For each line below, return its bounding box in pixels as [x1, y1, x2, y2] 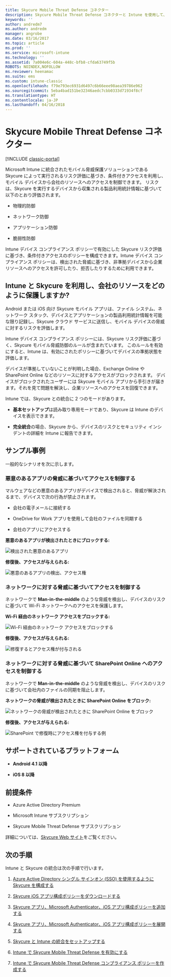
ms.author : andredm [5, 27, 47, 32]
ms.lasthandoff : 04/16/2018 [5, 103, 65, 108]
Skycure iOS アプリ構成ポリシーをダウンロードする [12, 893, 121, 899]
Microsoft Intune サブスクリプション [12, 812, 89, 819]
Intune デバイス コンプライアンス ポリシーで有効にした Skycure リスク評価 [5, 246, 162, 253]
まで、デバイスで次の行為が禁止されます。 [9, 493, 99, 500]
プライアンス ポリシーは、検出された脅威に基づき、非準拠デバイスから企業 [5, 259, 162, 265]
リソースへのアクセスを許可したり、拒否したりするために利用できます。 [5, 265, 157, 271]
